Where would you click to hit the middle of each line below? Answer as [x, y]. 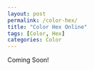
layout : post [27, 14]
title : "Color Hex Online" [47, 27]
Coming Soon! [28, 60]
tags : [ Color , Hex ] [36, 33]
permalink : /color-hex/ [43, 20]
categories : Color [35, 40]
